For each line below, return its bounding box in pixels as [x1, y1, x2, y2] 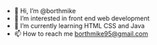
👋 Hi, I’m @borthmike [13, 7, 77, 15]
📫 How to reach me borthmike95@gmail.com [13, 30, 148, 38]
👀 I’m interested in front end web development [13, 14, 150, 22]
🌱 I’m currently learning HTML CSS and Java [13, 22, 145, 30]
